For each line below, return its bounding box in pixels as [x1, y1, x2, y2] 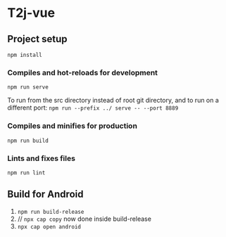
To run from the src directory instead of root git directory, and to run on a [7, 96, 220, 105]
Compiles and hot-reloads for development [7, 68, 158, 77]
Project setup [7, 33, 68, 45]
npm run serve [7, 84, 49, 91]
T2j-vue [7, 5, 55, 21]
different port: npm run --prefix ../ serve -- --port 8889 [7, 103, 179, 112]
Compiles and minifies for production [7, 121, 137, 131]
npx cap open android [17, 223, 81, 230]
